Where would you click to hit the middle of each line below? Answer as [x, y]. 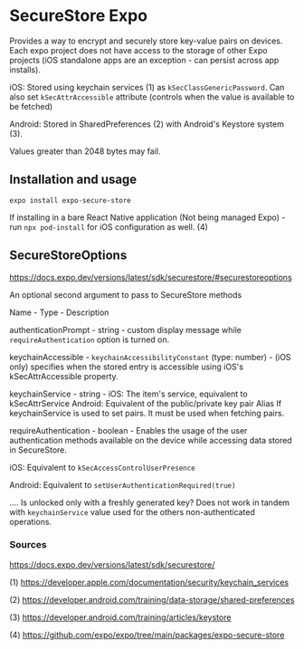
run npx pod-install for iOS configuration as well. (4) [109, 226]
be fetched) [31, 106]
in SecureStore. [38, 450]
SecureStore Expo [78, 16]
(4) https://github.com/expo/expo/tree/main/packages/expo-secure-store [147, 635]
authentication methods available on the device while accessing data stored [151, 440]
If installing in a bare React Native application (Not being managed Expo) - [147, 217]
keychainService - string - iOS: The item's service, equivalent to [128, 394]
